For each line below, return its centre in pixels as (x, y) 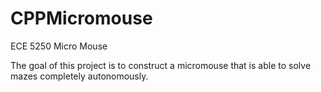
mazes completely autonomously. (79, 76)
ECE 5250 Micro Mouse (59, 46)
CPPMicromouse (81, 18)
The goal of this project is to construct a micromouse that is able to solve (161, 65)
